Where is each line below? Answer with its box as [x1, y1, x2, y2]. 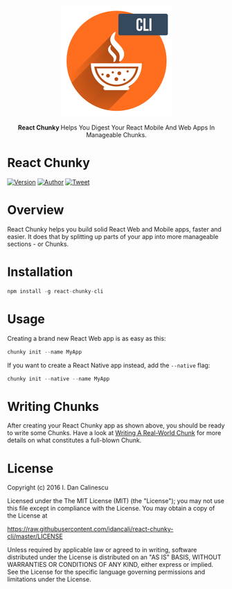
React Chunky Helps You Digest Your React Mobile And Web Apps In [17, 123, 215, 132]
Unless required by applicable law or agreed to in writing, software [7, 546, 197, 554]
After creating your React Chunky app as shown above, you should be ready [7, 421, 225, 430]
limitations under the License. [7, 575, 91, 583]
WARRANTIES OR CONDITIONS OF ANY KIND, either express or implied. [7, 561, 213, 569]
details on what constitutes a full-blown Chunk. [7, 436, 142, 445]
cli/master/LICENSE [7, 532, 64, 540]
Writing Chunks [7, 398, 99, 414]
